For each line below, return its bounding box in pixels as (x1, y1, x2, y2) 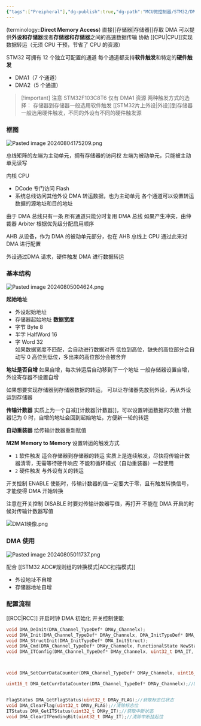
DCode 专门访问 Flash (14, 184, 70, 192)
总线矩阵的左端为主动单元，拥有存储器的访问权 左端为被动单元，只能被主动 (6, 152, 191, 159)
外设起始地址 (14, 308, 47, 316)
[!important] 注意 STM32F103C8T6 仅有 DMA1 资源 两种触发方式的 (20, 94, 185, 101)
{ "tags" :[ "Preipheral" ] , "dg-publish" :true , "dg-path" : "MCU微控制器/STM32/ (6, 8, 190, 15)
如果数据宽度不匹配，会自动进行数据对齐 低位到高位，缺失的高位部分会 (14, 346, 190, 353)
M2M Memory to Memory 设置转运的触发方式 (6, 440, 120, 447)
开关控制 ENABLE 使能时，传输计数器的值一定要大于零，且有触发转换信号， (6, 480, 192, 487)
